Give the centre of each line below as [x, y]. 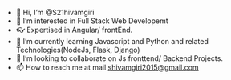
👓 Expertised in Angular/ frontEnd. [74, 30]
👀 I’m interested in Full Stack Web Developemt [92, 21]
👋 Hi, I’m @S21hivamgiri [55, 12]
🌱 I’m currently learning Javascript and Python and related [112, 41]
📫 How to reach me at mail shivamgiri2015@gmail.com [107, 67]
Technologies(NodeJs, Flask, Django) [78, 50]
